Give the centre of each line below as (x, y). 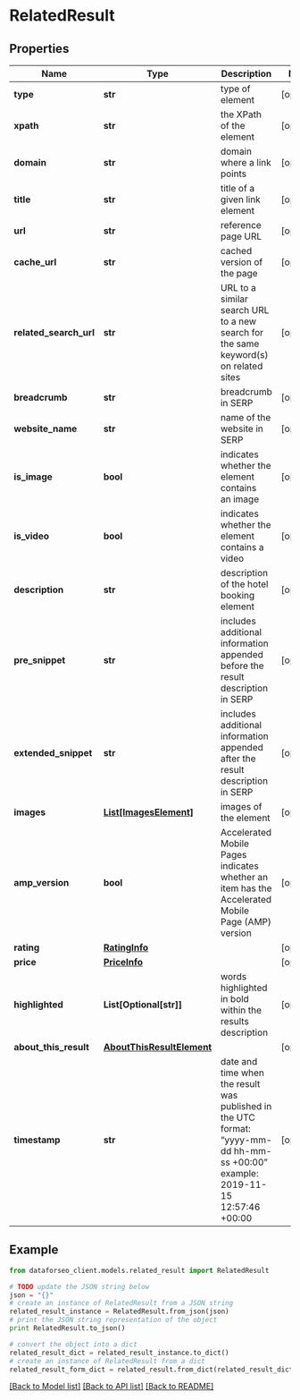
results (235, 1021)
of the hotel (244, 584)
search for (242, 332)
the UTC (238, 1117)
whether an (244, 877)
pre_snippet (40, 660)
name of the (246, 417)
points (233, 174)
